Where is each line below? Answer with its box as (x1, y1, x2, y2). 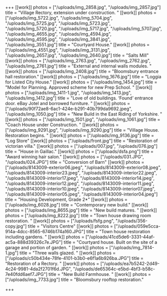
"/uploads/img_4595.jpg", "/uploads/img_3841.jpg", (5, 36, 111, 42)
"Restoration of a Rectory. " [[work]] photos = (5, 261, 99, 266)
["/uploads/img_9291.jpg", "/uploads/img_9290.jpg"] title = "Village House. (5, 127, 159, 133)
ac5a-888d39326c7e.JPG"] (5, 239, 63, 245)
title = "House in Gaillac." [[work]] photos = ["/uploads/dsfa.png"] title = (5, 148, 154, 154)
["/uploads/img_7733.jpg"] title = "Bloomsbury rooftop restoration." (5, 276, 144, 282)
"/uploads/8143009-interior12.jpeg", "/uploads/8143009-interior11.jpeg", (5, 180, 154, 186)
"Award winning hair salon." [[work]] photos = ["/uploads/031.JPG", (5, 154, 144, 160)
